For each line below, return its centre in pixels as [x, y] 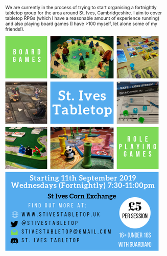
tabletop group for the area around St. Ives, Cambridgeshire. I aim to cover [84, 13]
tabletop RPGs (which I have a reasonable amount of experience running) [82, 18]
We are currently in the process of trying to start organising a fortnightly [81, 7]
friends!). [15, 29]
